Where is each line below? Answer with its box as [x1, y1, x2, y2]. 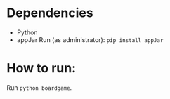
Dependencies [6, 5, 93, 21]
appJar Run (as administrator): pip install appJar [16, 35, 164, 44]
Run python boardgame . [6, 83, 72, 92]
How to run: [6, 60, 77, 77]
